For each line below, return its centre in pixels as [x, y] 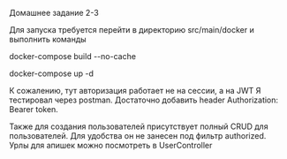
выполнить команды [48, 39]
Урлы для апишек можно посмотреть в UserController [111, 145]
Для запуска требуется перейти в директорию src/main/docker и [132, 30]
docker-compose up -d [52, 73]
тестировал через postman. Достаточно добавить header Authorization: [144, 100]
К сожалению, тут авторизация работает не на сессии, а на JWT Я [135, 91]
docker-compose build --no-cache [73, 56]
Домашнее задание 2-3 [54, 13]
